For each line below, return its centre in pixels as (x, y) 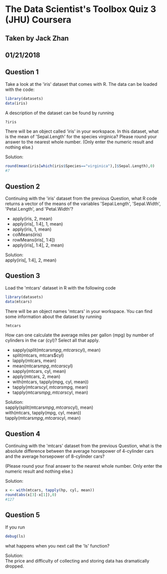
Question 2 (23, 186)
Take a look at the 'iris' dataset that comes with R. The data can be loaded (81, 84)
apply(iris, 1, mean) (32, 229)
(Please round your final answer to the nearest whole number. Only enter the (84, 466)
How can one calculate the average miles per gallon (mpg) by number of (80, 335)
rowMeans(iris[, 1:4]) (34, 240)
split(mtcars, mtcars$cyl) (38, 355)
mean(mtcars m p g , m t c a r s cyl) (43, 366)
